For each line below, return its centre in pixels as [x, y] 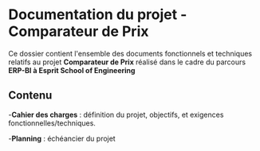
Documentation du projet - [98, 15]
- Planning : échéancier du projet [62, 138]
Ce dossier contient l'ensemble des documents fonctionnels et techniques [130, 53]
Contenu [30, 96]
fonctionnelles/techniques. [52, 123]
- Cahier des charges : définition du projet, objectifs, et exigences [116, 114]
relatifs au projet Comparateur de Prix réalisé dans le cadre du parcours [127, 62]
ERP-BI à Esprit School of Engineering [72, 70]
